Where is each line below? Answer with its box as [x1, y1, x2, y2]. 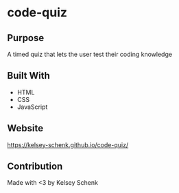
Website [7, 123, 43, 134]
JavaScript [16, 103, 48, 111]
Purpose [7, 32, 45, 44]
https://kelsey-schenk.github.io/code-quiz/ [7, 140, 129, 149]
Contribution [7, 161, 63, 172]
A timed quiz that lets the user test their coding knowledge [7, 50, 173, 58]
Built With [7, 70, 50, 81]
